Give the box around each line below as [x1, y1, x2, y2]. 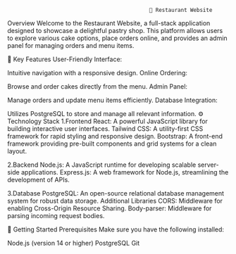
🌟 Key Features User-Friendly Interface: [7, 55, 123, 63]
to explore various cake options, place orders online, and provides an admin [7, 34, 228, 42]
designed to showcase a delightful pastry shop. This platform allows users [7, 27, 223, 34]
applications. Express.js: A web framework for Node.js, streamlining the [20, 168, 229, 176]
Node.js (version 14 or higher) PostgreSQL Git [7, 239, 140, 247]
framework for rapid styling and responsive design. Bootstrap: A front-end [7, 132, 223, 140]
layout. [7, 147, 27, 155]
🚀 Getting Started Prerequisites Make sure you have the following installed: [7, 225, 224, 234]
